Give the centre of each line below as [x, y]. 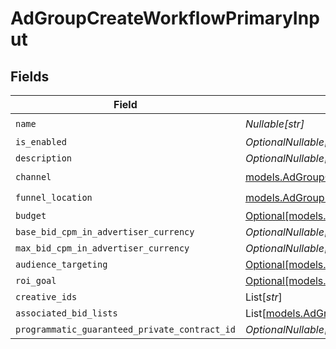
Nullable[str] [274, 124]
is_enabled [41, 142]
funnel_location [54, 197]
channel [33, 176]
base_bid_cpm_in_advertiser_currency [105, 232]
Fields [30, 76]
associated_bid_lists [66, 313]
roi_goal [36, 280]
